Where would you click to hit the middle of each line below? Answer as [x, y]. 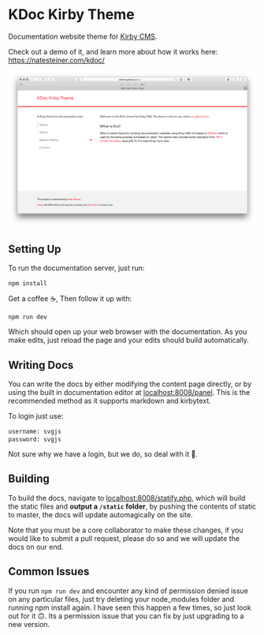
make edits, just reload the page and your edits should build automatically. [129, 340]
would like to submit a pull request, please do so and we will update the [124, 538]
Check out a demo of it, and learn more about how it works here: [113, 51]
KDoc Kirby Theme [72, 15]
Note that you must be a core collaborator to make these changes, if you [126, 530]
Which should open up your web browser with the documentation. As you [128, 332]
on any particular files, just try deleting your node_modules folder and [121, 599]
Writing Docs [41, 365]
